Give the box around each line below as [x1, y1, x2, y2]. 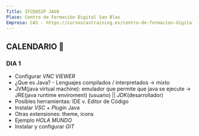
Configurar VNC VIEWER [14, 73, 75, 80]
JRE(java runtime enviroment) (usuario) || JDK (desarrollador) [14, 92, 164, 99]
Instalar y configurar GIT [14, 123, 75, 130]
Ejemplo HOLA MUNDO [14, 116, 72, 124]
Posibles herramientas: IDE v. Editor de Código [14, 98, 129, 105]
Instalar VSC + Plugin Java [14, 104, 80, 111]
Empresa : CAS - [6, 20, 44, 25]
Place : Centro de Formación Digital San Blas [6, 14, 120, 20]
